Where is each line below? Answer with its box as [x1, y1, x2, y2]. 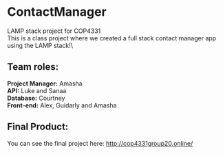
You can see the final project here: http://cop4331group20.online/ [7, 139, 193, 147]
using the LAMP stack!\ [7, 41, 74, 49]
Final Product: [7, 121, 69, 133]
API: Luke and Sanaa [7, 86, 67, 94]
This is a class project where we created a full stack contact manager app [7, 34, 217, 42]
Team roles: [7, 61, 59, 73]
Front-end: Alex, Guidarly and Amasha [7, 101, 117, 110]
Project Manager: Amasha [7, 79, 83, 88]
